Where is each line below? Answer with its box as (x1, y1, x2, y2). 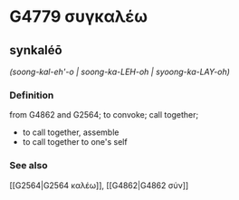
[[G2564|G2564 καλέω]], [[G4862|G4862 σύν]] (9, 179, 189, 191)
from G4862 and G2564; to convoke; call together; (9, 110, 199, 120)
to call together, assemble (22, 127, 119, 138)
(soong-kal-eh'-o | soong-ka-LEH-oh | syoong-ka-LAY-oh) (9, 66, 231, 77)
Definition (9, 89, 54, 101)
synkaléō (9, 43, 62, 58)
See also (9, 159, 48, 172)
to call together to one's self (22, 137, 129, 148)
